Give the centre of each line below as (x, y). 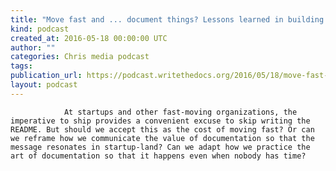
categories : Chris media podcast (80, 57)
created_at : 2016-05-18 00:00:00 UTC (89, 38)
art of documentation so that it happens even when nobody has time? (158, 156)
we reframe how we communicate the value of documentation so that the (162, 138)
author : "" (33, 47)
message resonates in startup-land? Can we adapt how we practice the (160, 147)
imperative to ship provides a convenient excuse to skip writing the (160, 121)
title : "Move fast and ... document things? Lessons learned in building (167, 19)
